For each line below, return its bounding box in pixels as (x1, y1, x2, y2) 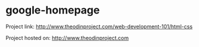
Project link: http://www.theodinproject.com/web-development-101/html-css (5, 23, 193, 30)
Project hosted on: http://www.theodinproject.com (5, 34, 129, 41)
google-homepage (5, 4, 100, 17)
